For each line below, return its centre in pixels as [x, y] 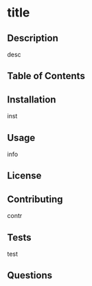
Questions [30, 275]
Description [33, 38]
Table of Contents [46, 76]
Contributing [35, 199]
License [24, 176]
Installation [32, 99]
